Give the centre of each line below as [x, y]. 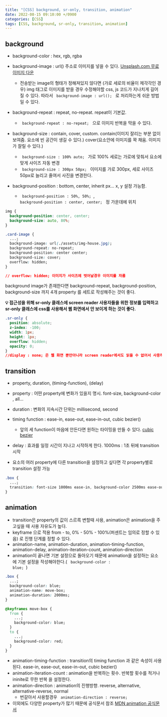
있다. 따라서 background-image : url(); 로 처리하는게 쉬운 [90, 96]
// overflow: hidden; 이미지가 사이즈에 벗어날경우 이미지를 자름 [65, 276]
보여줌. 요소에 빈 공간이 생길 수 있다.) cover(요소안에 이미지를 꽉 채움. [80, 140]
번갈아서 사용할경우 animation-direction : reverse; [74, 697]
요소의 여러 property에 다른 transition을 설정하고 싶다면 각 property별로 [83, 463]
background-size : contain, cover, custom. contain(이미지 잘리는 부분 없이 [86, 134]
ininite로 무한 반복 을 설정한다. [42, 680]
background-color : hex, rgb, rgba [47, 56]
